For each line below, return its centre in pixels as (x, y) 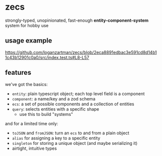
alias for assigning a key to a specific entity (56, 138)
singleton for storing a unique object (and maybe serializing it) (75, 143)
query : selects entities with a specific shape (56, 109)
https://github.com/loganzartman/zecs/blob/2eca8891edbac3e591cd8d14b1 (81, 52)
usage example (29, 41)
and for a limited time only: (32, 123)
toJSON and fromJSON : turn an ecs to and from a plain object (71, 133)
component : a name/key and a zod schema (54, 99)
